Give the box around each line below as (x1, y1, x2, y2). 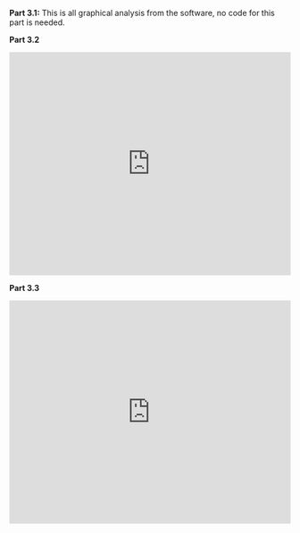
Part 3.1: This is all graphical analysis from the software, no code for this (9, 8, 275, 18)
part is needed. (9, 17, 65, 28)
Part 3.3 (9, 283, 40, 293)
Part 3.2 (9, 35, 40, 45)
